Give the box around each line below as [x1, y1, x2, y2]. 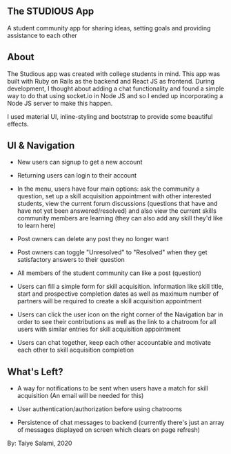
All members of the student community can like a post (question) [17, 269, 202, 277]
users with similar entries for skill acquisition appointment [17, 325, 181, 334]
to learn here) [17, 221, 57, 230]
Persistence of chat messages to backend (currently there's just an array [17, 418, 225, 427]
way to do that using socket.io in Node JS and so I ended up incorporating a [7, 91, 223, 100]
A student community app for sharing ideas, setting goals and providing [7, 23, 211, 32]
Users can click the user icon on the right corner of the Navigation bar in [17, 310, 223, 319]
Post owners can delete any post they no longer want [17, 235, 169, 243]
